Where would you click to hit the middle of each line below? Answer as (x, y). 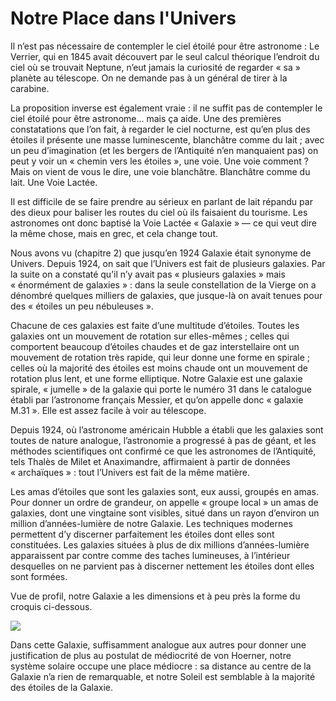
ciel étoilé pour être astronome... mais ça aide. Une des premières (146, 118)
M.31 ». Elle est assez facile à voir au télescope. (108, 410)
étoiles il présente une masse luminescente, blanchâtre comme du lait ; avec (167, 139)
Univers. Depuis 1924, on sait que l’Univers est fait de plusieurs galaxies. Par (168, 263)
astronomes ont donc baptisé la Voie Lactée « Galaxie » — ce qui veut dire (163, 223)
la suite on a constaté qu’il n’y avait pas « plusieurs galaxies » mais (148, 274)
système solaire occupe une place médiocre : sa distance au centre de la (161, 666)
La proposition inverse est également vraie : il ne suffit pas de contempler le (166, 108)
